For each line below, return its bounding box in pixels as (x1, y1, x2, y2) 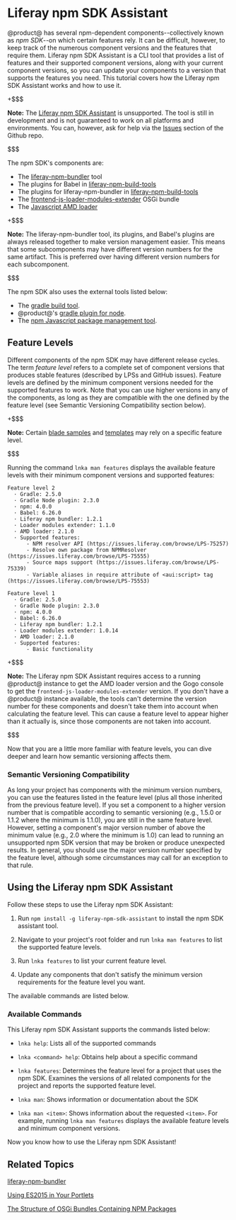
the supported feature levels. (17, 942, 102, 951)
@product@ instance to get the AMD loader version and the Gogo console (7, 679, 224, 688)
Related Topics (7, 1158, 74, 1170)
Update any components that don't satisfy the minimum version (17, 970, 203, 978)
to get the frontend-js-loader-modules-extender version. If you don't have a (7, 687, 229, 695)
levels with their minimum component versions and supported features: (7, 470, 215, 479)
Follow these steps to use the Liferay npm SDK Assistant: (7, 900, 174, 908)
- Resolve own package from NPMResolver (25, 546, 147, 553)
